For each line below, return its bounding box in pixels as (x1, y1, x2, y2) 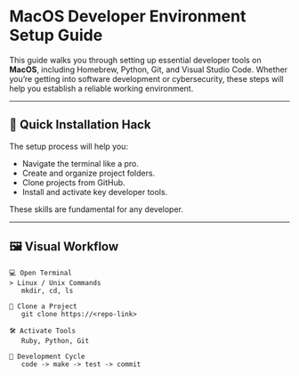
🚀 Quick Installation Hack (9, 118, 151, 133)
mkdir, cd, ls (20, 286, 74, 295)
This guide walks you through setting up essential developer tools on (9, 54, 263, 65)
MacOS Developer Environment (9, 6, 246, 27)
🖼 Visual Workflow (9, 239, 119, 255)
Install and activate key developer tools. (21, 186, 168, 197)
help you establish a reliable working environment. (9, 83, 194, 94)
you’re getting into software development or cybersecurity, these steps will (9, 73, 285, 84)
